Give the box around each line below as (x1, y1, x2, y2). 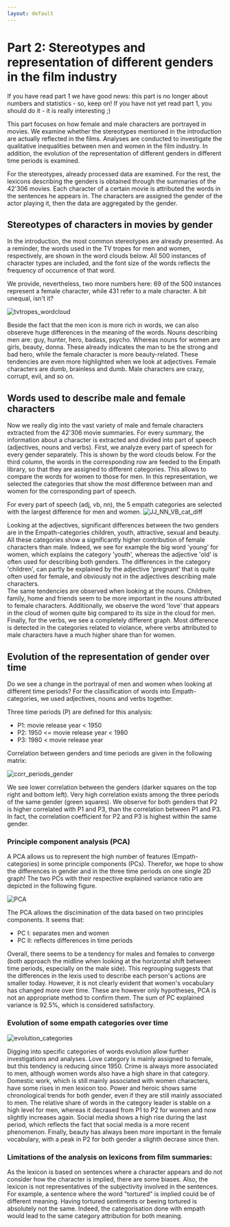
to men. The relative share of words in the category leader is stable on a (7, 1098, 211, 1107)
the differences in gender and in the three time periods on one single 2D (7, 867, 211, 875)
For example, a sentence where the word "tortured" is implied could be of (7, 1189, 215, 1198)
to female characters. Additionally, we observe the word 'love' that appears (7, 602, 220, 610)
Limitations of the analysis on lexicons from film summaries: (7, 1152, 213, 1162)
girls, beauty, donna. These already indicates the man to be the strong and (7, 343, 218, 351)
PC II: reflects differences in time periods (16, 936, 133, 945)
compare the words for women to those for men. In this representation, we (7, 472, 218, 481)
